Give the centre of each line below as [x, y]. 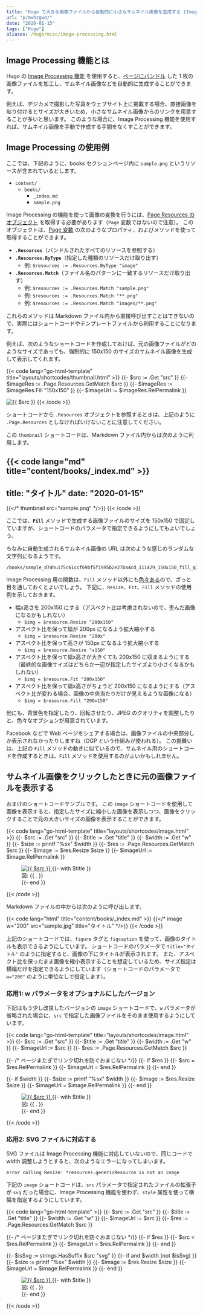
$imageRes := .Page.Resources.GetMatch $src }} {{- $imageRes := [90, 384]
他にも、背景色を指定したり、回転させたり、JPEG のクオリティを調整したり [101, 712]
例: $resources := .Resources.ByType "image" [81, 265]
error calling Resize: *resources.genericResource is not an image [93, 1173]
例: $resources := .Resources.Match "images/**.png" [90, 303]
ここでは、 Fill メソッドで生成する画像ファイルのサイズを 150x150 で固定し [101, 520]
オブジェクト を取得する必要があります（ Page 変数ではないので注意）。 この [100, 222]
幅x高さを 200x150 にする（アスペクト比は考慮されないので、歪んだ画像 [105, 607]
